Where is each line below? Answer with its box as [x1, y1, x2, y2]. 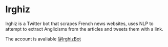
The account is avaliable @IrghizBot [5, 36, 81, 42]
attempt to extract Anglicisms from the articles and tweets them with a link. [5, 26, 163, 32]
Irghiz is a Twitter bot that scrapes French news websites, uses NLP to [5, 20, 154, 27]
